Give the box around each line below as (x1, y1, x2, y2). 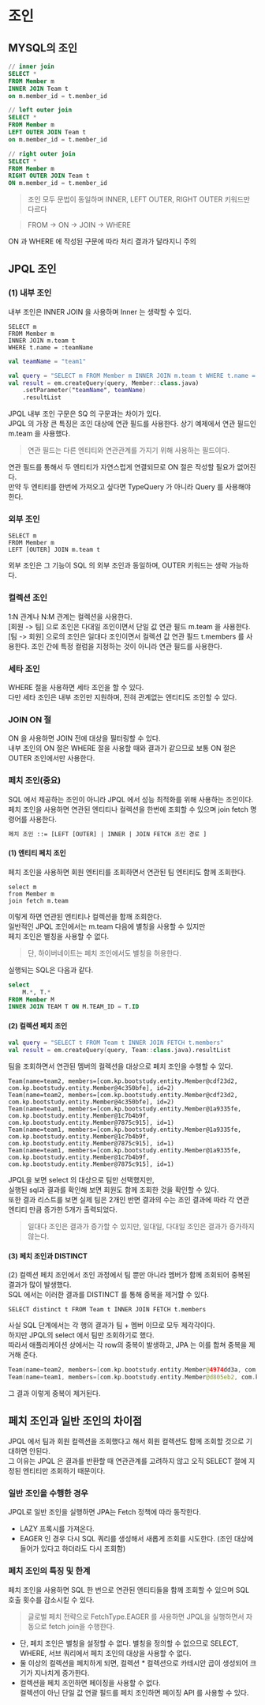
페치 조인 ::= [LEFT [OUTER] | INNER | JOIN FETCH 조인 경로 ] (8, 830, 207, 838)
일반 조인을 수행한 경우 (8, 1488, 89, 1499)
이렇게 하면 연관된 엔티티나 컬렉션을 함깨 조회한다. (8, 911, 162, 921)
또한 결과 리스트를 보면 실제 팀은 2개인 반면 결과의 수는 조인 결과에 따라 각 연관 (8, 1195, 250, 1205)
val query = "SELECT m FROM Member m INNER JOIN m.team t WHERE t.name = (8, 372, 256, 379)
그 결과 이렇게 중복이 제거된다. (8, 1389, 101, 1398)
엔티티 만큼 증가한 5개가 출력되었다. (8, 1205, 118, 1214)
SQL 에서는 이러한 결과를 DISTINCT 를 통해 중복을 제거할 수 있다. (8, 1290, 209, 1299)
